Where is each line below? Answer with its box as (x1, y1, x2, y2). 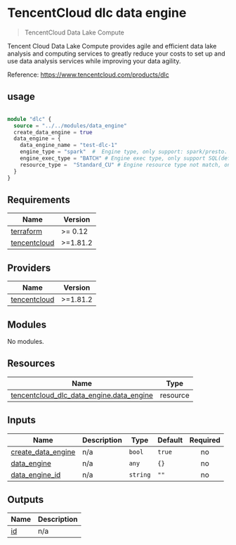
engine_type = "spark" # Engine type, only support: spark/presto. (20, 148, 228, 155)
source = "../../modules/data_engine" (13, 122, 128, 129)
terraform (11, 226, 43, 236)
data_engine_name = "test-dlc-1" (20, 142, 118, 149)
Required (189, 435, 221, 444)
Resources (7, 357, 55, 370)
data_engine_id (11, 470, 61, 480)
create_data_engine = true (13, 129, 93, 136)
